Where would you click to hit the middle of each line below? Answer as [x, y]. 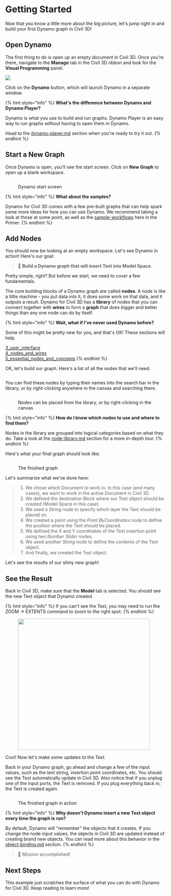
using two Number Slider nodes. [59, 537]
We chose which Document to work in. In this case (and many [90, 488]
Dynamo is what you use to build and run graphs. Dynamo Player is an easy [84, 118]
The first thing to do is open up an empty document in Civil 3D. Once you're [84, 57]
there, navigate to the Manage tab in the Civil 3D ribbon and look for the [81, 63]
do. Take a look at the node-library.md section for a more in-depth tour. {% [84, 438]
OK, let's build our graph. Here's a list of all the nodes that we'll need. [78, 369]
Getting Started [39, 9]
